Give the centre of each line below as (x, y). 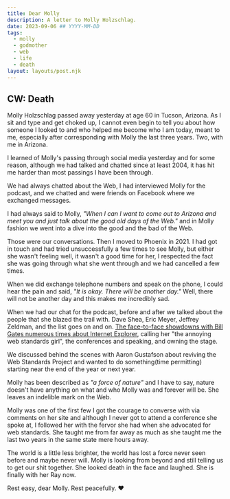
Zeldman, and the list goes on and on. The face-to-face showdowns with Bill (115, 326)
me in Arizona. (27, 144)
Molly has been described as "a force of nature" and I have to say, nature (111, 383)
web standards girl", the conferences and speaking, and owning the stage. (113, 342)
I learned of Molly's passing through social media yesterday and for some (111, 158)
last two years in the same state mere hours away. (78, 440)
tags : (15, 33)
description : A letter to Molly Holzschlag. (72, 20)
